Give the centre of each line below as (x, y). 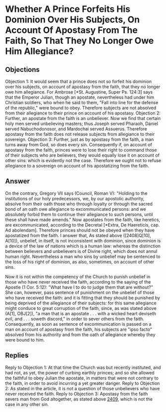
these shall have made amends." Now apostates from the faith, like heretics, (83, 220)
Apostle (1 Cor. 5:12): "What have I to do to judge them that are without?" (79, 287)
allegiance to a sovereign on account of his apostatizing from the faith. (77, 166)
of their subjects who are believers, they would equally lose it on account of (83, 155)
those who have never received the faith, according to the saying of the (78, 282)
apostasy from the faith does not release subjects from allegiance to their (80, 134)
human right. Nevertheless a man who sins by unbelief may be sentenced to (83, 256)
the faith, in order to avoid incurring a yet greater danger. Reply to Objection (83, 383)
